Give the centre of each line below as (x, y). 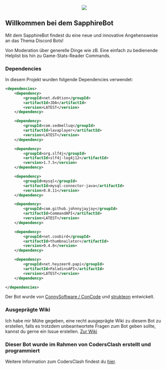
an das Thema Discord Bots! (34, 41)
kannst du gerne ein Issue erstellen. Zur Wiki (51, 331)
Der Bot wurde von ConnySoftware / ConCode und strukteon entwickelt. (80, 297)
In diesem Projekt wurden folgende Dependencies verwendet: (69, 80)
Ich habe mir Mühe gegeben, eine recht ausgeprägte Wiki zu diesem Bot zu (83, 320)
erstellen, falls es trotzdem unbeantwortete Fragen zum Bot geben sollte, (80, 326)
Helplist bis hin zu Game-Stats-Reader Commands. (58, 56)
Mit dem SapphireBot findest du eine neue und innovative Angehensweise (81, 35)
